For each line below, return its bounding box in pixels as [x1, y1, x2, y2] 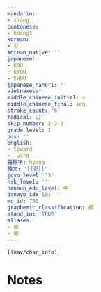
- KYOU [7, 68, 26, 75]
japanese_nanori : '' [7, 81, 68, 88]
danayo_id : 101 [7, 191, 52, 198]
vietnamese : [7, 88, 42, 95]
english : [7, 140, 33, 147]
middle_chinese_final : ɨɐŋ [7, 101, 86, 108]
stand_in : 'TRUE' [7, 211, 58, 218]
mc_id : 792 [7, 197, 39, 205]
